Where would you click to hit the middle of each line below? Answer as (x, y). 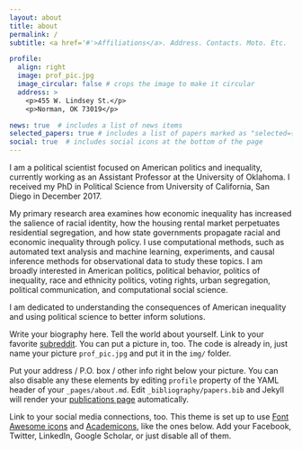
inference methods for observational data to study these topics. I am (136, 261)
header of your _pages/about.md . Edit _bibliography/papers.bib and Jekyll (147, 390)
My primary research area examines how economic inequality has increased (151, 213)
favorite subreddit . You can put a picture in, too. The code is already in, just (149, 344)
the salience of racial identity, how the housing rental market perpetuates (145, 223)
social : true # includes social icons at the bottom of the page (136, 142)
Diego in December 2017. (56, 196)
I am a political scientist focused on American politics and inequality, (136, 168)
